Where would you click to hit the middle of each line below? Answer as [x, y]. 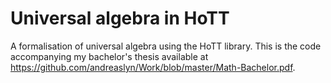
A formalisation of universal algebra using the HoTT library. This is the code [166, 46]
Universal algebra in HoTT [120, 18]
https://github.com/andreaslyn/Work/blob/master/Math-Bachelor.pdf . [153, 67]
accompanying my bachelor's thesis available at [109, 56]
